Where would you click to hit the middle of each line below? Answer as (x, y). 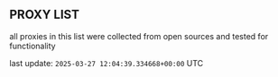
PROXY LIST (44, 15)
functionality (32, 46)
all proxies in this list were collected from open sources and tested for (139, 36)
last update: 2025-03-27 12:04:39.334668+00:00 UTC (107, 63)
